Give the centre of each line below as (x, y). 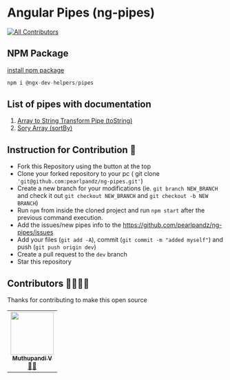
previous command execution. (60, 218)
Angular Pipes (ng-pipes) (81, 13)
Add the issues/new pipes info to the (69, 225)
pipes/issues (35, 232)
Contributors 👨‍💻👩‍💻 (48, 283)
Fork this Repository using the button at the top (84, 166)
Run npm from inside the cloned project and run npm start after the (111, 210)
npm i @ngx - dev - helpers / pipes (51, 83)
